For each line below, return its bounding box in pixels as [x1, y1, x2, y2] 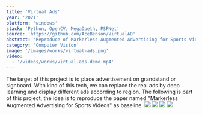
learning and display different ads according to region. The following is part [6, 88, 193, 95]
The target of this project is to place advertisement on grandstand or [6, 75, 176, 83]
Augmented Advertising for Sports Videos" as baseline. [6, 101, 143, 108]
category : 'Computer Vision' [6, 43, 79, 49]
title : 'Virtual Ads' [6, 8, 61, 15]
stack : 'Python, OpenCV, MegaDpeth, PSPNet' [6, 25, 120, 32]
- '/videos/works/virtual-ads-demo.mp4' [11, 59, 114, 65]
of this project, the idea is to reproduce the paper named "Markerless [6, 94, 179, 102]
